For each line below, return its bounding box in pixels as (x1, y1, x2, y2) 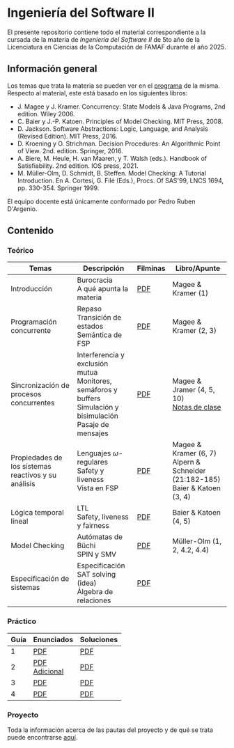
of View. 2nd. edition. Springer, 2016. (17, 146, 123, 155)
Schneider (172, 466, 206, 476)
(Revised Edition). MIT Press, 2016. (17, 132, 118, 140)
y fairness (77, 521, 109, 531)
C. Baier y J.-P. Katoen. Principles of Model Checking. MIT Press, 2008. (17, 117, 224, 125)
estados (77, 322, 104, 332)
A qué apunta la (77, 284, 129, 294)
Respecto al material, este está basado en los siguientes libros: (7, 88, 188, 97)
